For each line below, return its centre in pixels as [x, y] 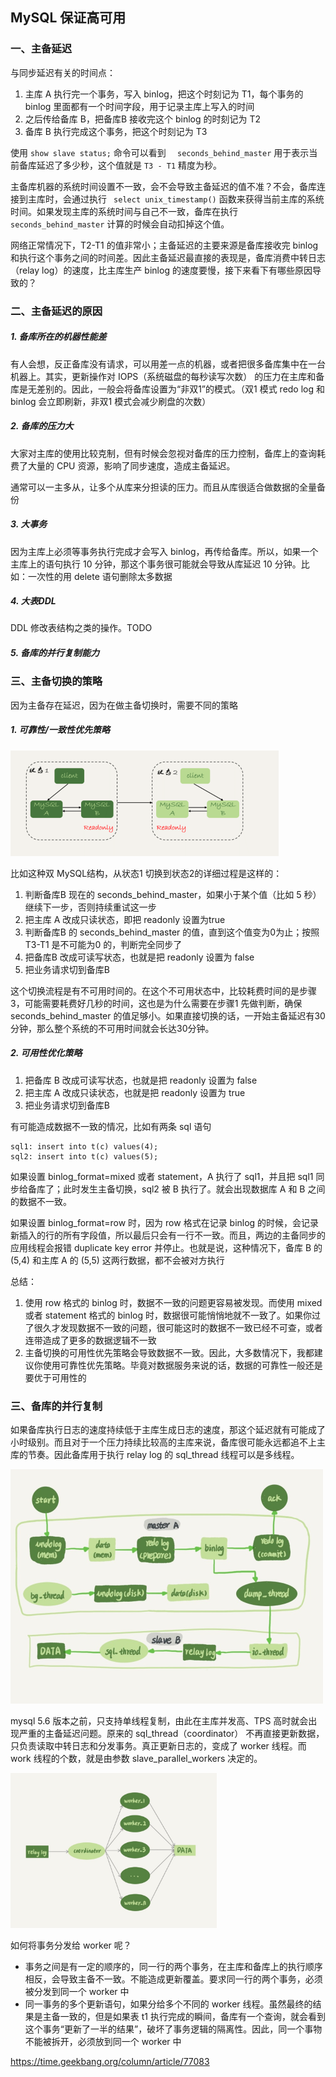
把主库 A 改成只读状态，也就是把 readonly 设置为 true [135, 1092]
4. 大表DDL [33, 601]
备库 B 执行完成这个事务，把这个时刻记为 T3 [116, 131]
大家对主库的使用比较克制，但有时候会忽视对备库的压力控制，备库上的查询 [163, 453]
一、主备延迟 [41, 49]
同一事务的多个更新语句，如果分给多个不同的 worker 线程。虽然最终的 [168, 2004]
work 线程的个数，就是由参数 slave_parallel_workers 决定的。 [136, 1759]
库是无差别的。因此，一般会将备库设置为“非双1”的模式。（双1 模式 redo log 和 [168, 389]
